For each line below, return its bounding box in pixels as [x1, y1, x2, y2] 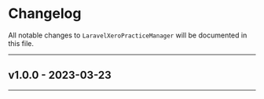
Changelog [8, 5, 82, 23]
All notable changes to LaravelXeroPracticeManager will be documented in [8, 30, 247, 40]
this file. [8, 38, 34, 48]
